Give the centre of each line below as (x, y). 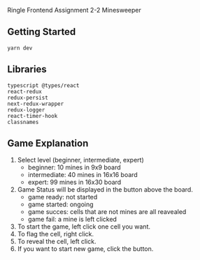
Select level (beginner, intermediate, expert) (81, 160)
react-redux (24, 91)
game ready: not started (63, 197)
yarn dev (20, 48)
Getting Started (42, 32)
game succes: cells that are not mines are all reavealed (107, 212)
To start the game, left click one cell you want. (84, 227)
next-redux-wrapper (36, 104)
